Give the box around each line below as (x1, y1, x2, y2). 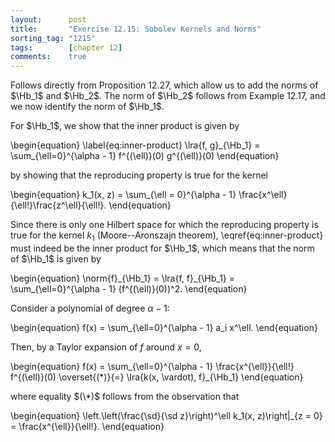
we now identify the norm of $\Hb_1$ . (10, 101, 165, 113)
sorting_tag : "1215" (10, 33, 97, 43)
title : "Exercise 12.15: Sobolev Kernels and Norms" (10, 24, 262, 34)
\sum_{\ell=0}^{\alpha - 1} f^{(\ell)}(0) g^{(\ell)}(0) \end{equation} (10, 150, 280, 162)
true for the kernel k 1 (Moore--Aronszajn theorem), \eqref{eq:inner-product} (10, 229, 324, 243)
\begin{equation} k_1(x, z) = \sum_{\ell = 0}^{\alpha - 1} (10, 189, 237, 201)
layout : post (10, 14, 87, 25)
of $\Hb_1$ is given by (10, 252, 102, 265)
